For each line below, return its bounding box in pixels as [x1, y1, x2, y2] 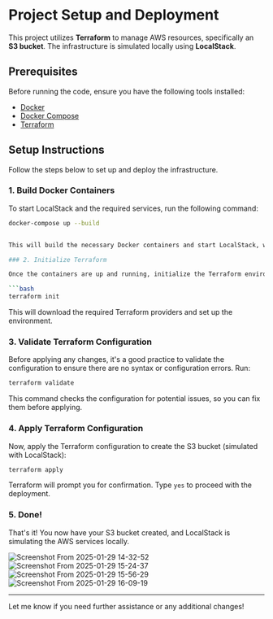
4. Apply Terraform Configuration [8, 423, 144, 434]
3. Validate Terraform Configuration [8, 336, 153, 347]
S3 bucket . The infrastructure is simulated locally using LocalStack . [8, 41, 236, 50]
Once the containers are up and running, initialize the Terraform [8, 270, 242, 278]
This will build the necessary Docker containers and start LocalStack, [8, 241, 260, 249]
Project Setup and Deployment [8, 6, 219, 24]
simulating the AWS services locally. [8, 536, 130, 546]
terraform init [8, 293, 60, 301]
